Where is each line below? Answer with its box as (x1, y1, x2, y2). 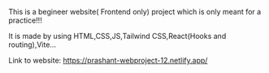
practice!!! (8, 15, 42, 25)
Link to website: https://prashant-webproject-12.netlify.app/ (8, 56, 208, 65)
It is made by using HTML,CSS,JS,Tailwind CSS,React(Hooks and (8, 32, 227, 41)
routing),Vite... (8, 40, 57, 49)
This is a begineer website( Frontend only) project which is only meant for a (8, 7, 262, 16)
